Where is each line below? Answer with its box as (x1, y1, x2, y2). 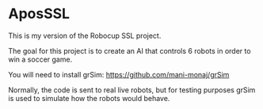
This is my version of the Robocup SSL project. (8, 31, 162, 40)
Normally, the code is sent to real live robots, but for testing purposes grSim (8, 85, 256, 95)
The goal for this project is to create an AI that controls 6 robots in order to (8, 46, 251, 55)
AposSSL (8, 5, 70, 23)
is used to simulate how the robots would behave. (8, 93, 170, 103)
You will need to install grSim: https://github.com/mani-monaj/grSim (8, 70, 230, 79)
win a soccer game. (8, 54, 73, 64)
